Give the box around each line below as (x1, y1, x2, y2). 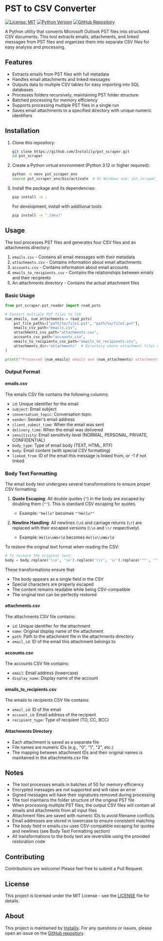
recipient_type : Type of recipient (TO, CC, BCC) (12, 717, 109, 723)
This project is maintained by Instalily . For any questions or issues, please (5, 925, 152, 931)
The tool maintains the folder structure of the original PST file (12, 797, 135, 803)
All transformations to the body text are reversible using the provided (12, 833, 150, 839)
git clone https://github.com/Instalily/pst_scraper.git (12, 149, 130, 154)
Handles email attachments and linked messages (12, 76, 110, 82)
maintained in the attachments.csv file (12, 754, 89, 761)
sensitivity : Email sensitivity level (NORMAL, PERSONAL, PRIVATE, (12, 432, 148, 438)
